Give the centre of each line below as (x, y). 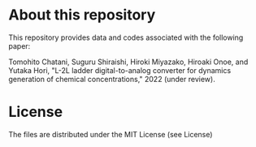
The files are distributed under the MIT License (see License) (111, 134)
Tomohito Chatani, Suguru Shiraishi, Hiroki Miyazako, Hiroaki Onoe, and (128, 62)
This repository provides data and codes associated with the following (126, 37)
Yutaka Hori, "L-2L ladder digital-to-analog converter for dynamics (120, 70)
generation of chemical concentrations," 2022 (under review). (112, 79)
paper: (20, 45)
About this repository (82, 15)
